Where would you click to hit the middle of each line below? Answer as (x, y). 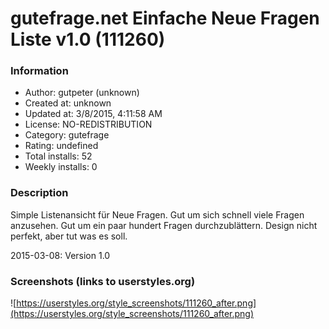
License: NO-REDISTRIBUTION (88, 124)
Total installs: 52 (58, 156)
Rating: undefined (61, 146)
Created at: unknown (68, 103)
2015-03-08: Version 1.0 (60, 255)
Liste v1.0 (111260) (88, 39)
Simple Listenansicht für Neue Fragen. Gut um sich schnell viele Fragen (157, 214)
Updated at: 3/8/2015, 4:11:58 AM (93, 114)
